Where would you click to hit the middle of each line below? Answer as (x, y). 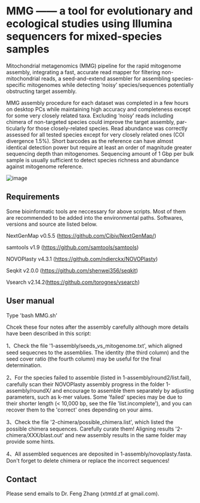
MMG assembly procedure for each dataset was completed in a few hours (98, 102)
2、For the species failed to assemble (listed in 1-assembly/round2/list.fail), (99, 377)
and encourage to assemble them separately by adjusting (123, 390)
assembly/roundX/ (29, 390)
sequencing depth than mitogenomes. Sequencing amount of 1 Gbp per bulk (100, 153)
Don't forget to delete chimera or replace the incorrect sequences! (88, 460)
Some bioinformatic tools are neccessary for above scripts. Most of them (96, 211)
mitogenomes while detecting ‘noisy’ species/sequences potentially (110, 84)
